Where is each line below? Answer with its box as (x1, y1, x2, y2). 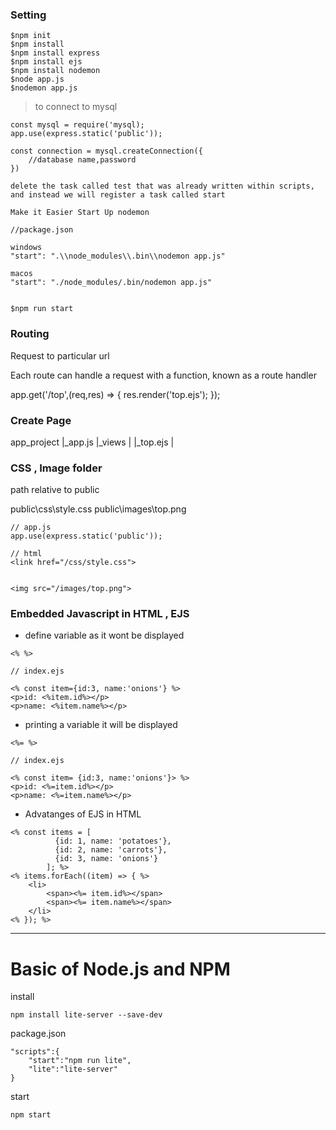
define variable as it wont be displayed (24, 629, 185, 642)
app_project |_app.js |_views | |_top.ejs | (10, 436, 175, 448)
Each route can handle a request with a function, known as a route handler (10, 369, 317, 381)
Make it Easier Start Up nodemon (10, 208, 150, 218)
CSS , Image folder (10, 461, 103, 475)
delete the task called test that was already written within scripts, (10, 181, 315, 192)
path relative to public (10, 484, 100, 496)
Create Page (10, 413, 72, 427)
